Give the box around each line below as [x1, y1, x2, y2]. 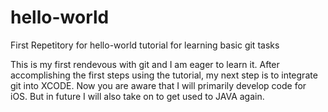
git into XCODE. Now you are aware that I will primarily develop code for [10, 79, 307, 91]
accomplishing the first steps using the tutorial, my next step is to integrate [10, 69, 318, 81]
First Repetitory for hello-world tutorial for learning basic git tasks [10, 39, 280, 51]
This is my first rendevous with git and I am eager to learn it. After [10, 58, 280, 70]
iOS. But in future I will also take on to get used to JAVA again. [10, 90, 265, 102]
